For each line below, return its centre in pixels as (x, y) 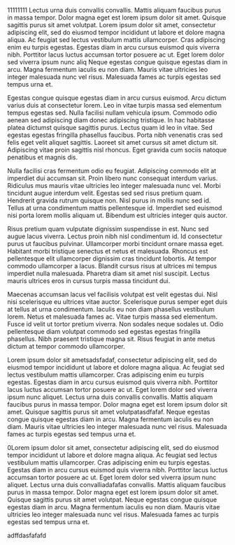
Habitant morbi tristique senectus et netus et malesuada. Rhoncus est (108, 251)
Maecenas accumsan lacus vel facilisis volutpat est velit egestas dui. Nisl (113, 294)
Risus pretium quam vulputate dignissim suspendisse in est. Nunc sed (108, 229)
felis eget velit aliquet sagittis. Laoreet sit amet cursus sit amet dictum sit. (113, 142)
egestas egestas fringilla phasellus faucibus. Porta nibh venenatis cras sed (115, 135)
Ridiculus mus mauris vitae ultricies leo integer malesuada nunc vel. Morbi (114, 186)
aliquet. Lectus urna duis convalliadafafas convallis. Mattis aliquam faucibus (116, 485)
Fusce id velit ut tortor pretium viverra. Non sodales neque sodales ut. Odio (115, 324)
